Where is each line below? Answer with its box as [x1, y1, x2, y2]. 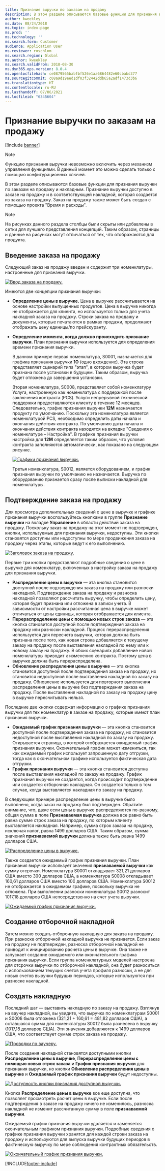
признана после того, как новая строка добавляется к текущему [12, 637, 149, 643]
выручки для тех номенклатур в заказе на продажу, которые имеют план [5, 709, 160, 715]
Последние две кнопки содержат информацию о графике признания [5, 704, 150, 710]
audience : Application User [5, 44, 63, 49]
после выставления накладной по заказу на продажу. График [12, 771, 142, 777]
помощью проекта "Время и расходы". [5, 202, 87, 208]
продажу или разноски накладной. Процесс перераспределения [12, 626, 150, 633]
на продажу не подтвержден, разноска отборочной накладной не [5, 941, 144, 947]
